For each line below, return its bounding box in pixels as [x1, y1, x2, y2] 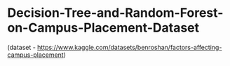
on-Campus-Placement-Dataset [7, 20, 200, 36]
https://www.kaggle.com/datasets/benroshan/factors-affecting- [37, 43, 222, 51]
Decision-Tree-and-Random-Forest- [7, 5, 224, 21]
